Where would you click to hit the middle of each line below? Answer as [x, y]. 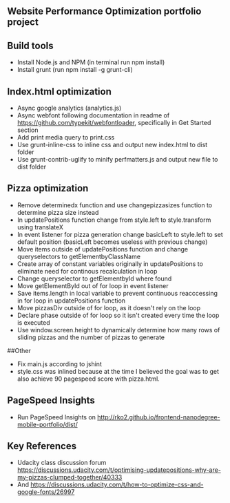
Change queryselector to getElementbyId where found [94, 278]
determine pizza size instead [58, 212]
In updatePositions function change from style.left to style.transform [114, 220]
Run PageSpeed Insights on [56, 417]
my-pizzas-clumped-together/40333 [70, 477]
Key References [42, 446]
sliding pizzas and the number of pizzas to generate [91, 337]
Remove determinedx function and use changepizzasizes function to [115, 205]
